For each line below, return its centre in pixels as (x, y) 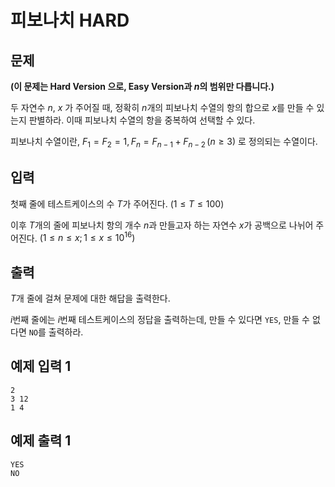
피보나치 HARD (70, 20)
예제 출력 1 (41, 441)
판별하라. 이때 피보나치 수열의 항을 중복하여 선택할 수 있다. (142, 120)
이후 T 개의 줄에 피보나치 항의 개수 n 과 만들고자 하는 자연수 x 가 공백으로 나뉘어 (162, 225)
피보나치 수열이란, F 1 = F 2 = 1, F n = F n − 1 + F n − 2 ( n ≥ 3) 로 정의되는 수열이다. (164, 143)
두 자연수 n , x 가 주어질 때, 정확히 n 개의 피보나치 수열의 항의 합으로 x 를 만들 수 (162, 107)
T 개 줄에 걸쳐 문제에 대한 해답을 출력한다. (90, 298)
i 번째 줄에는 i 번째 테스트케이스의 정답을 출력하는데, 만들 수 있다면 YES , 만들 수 (160, 320)
